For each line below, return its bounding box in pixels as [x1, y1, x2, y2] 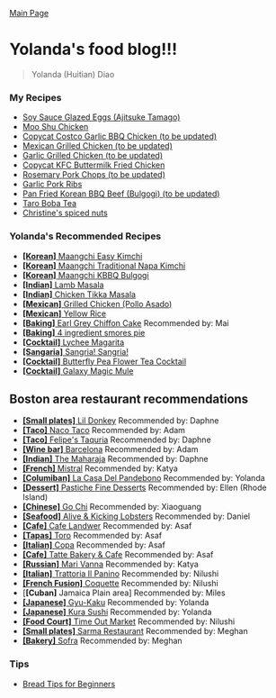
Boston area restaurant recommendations [9, 391, 249, 406]
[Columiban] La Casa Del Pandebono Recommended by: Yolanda [22, 473, 265, 484]
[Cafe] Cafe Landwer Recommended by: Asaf [22, 521, 192, 531]
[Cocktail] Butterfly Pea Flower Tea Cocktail [22, 356, 187, 367]
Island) [22, 492, 49, 503]
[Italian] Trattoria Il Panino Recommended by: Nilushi [22, 568, 219, 579]
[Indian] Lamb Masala [22, 279, 104, 290]
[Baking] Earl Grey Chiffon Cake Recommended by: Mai [22, 317, 229, 328]
